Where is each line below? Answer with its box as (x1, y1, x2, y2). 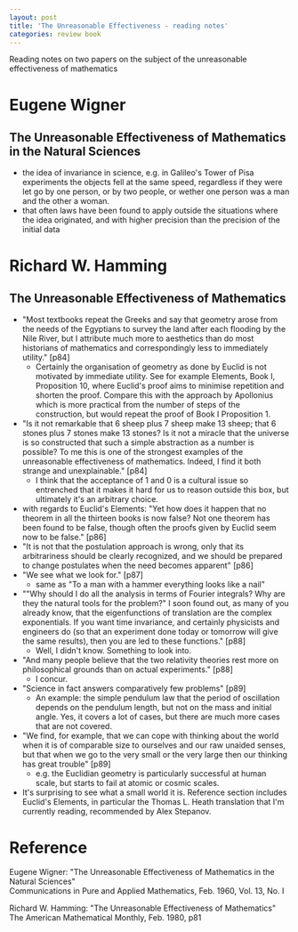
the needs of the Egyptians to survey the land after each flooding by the (21, 324, 286, 335)
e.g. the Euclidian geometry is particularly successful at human (35, 768, 267, 779)
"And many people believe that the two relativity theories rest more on (21, 655, 279, 666)
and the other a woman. (21, 196, 109, 207)
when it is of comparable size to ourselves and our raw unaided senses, (21, 740, 286, 750)
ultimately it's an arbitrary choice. (35, 494, 158, 505)
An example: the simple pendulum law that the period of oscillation (35, 693, 280, 703)
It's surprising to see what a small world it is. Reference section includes (21, 787, 287, 798)
